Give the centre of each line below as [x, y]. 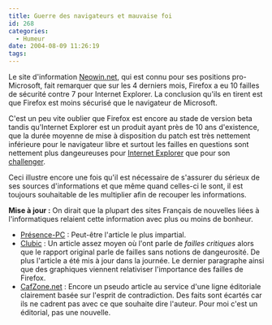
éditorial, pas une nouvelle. [65, 312]
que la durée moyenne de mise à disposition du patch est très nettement [130, 136]
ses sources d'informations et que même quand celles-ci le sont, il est [126, 186]
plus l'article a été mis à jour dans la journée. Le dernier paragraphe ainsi [142, 260]
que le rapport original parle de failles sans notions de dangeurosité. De [140, 252]
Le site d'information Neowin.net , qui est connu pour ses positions [119, 77]
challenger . [27, 162]
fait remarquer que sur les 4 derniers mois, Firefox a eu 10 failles [152, 85]
